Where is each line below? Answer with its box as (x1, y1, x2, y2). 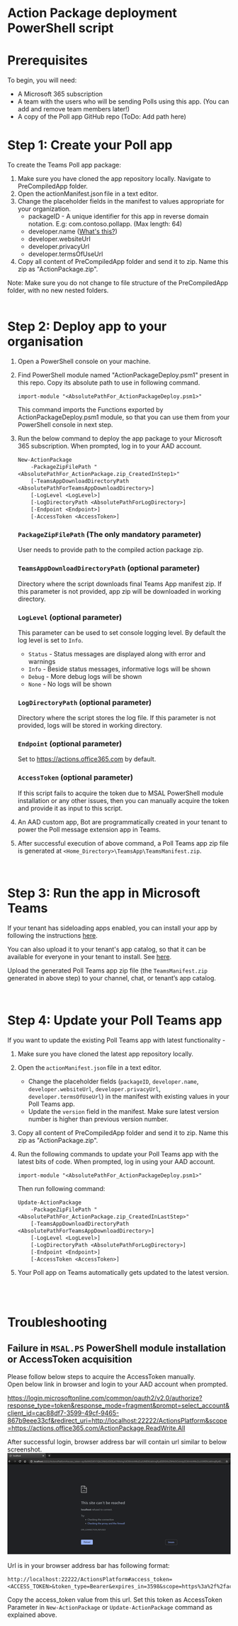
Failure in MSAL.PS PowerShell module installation (7, 1342, 227, 1354)
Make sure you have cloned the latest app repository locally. (17, 1049, 193, 1058)
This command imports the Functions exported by (17, 406, 164, 414)
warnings (28, 657, 56, 665)
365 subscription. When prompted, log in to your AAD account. (17, 442, 202, 450)
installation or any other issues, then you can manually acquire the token (17, 796, 229, 804)
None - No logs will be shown (28, 680, 112, 688)
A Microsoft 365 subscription (17, 90, 103, 99)
